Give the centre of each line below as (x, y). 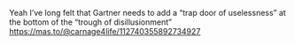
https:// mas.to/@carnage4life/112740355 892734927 (105, 31)
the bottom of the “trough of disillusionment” (91, 22)
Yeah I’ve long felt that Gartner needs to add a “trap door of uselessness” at (147, 13)
